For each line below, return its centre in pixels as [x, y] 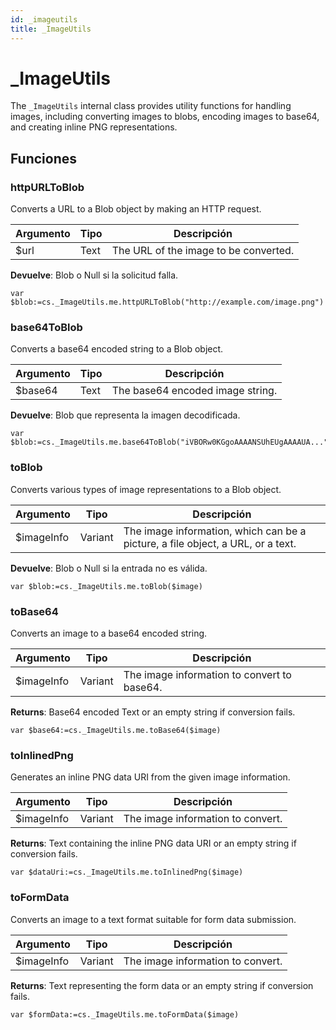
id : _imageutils [44, 19]
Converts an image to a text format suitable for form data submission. [153, 919]
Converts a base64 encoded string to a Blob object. [117, 349]
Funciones [44, 158]
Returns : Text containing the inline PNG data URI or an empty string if [153, 843]
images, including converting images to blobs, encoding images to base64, [165, 117]
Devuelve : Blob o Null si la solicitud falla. [94, 275]
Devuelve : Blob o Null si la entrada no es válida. [109, 568]
